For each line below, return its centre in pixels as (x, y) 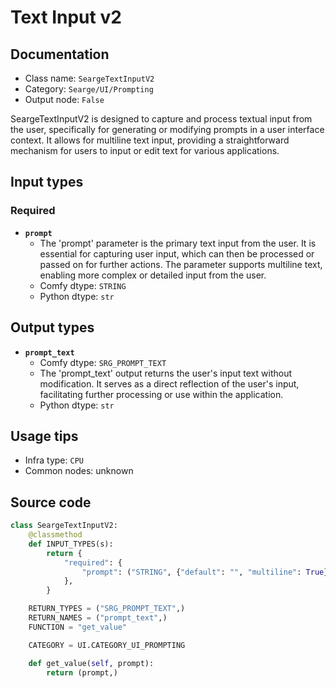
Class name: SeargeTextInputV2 (89, 78)
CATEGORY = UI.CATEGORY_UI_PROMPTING (107, 645)
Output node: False (64, 99)
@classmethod (55, 535)
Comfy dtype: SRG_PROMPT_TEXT (103, 362)
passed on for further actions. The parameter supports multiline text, (181, 264)
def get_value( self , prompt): (91, 663)
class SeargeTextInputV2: (64, 526)
